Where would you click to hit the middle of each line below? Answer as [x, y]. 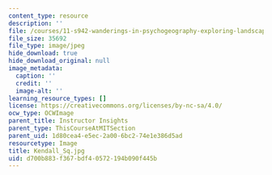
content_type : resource [49, 16]
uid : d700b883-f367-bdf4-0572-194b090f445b [83, 158]
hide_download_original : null [59, 61]
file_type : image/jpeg [47, 46]
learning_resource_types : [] [57, 98]
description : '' [36, 23]
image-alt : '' [39, 91]
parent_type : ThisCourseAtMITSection [72, 128]
